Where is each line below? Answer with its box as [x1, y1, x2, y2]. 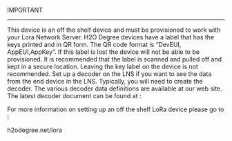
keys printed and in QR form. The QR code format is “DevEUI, [7, 41, 182, 48]
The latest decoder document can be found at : [7, 92, 142, 100]
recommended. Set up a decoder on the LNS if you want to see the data [7, 70, 212, 78]
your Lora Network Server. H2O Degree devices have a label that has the [7, 33, 215, 41]
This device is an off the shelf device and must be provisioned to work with [7, 26, 221, 34]
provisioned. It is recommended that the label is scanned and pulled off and [7, 55, 222, 63]
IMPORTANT [7, 6, 43, 14]
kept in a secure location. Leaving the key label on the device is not [7, 62, 198, 70]
